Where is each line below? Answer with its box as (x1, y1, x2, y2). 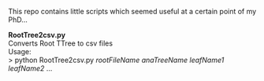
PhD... (8, 15, 28, 24)
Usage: (8, 47, 32, 56)
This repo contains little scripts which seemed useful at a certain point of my (8, 7, 257, 16)
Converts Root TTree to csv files (8, 39, 113, 48)
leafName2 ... (8, 64, 53, 73)
